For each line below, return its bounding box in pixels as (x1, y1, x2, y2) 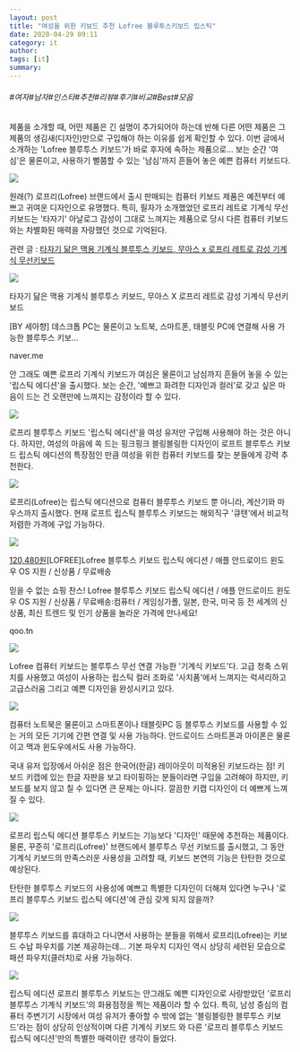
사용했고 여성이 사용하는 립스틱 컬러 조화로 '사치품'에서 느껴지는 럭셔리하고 (25, 672, 287, 682)
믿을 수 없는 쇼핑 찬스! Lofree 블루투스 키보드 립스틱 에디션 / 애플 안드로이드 (9, 585, 275, 596)
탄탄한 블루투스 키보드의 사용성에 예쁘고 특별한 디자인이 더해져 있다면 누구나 (9, 882, 275, 893)
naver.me (9, 351, 44, 361)
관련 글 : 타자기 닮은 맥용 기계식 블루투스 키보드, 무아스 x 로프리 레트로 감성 (9, 244, 271, 255)
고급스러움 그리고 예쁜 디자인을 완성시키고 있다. (9, 683, 175, 694)
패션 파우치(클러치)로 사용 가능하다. (9, 952, 133, 963)
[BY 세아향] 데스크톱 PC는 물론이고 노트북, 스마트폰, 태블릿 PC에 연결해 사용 (9, 321, 276, 332)
